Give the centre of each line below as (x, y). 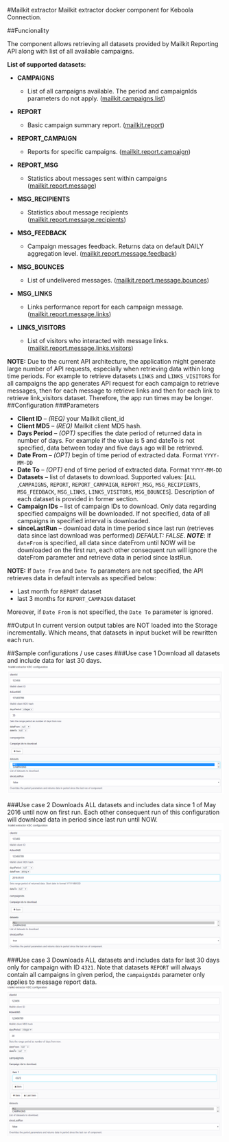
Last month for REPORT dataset (59, 591)
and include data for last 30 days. (54, 660)
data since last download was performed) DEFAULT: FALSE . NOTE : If (114, 535)
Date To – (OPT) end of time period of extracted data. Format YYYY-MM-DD (120, 470)
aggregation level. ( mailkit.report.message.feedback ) (102, 253)
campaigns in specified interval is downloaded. (84, 521)
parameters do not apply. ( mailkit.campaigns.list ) (96, 98)
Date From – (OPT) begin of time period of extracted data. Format (110, 455)
